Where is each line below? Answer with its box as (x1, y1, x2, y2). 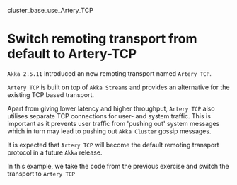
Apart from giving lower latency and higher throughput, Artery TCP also (7, 104, 215, 113)
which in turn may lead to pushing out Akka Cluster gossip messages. (7, 127, 212, 135)
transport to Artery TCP (7, 169, 76, 178)
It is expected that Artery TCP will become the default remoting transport (7, 140, 219, 149)
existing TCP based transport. (7, 90, 94, 99)
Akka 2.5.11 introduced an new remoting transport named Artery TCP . (7, 69, 212, 77)
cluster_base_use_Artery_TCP (7, 6, 93, 14)
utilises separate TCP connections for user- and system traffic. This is (7, 111, 211, 120)
